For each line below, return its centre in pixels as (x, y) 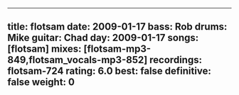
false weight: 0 (41, 82)
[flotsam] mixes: (44, 49)
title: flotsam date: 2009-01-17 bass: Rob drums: (117, 27)
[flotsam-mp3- (117, 49)
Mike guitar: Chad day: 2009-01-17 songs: (103, 38)
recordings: (176, 60)
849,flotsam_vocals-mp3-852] (78, 60)
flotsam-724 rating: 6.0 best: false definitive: (109, 71)
